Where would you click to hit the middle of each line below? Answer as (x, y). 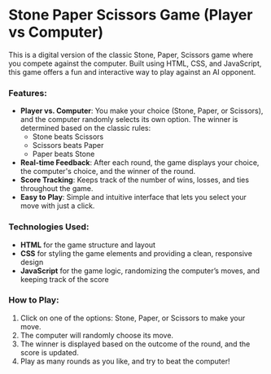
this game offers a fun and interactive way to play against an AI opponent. (132, 72)
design (32, 262)
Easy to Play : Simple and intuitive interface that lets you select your (133, 198)
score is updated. (49, 352)
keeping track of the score (65, 279)
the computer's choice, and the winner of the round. (108, 172)
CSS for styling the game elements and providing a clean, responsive (136, 253)
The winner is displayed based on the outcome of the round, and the (135, 344)
